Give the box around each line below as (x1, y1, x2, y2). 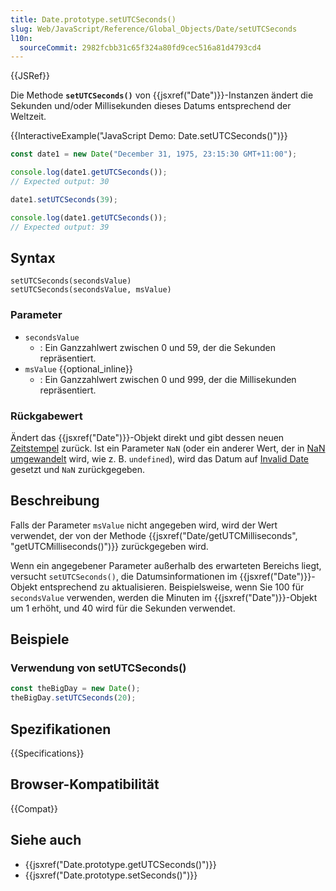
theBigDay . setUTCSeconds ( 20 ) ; (10, 693, 137, 703)
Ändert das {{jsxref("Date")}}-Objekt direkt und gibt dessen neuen (10, 431, 285, 443)
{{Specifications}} (10, 747, 85, 759)
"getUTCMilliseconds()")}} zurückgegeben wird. (10, 540, 209, 552)
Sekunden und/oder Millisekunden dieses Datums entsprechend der (10, 100, 292, 112)
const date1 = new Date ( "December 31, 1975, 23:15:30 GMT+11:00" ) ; (10, 149, 298, 160)
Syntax (10, 249, 56, 266)
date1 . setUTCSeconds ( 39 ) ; (10, 194, 118, 205)
